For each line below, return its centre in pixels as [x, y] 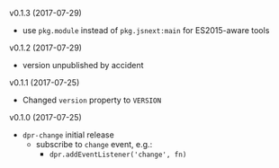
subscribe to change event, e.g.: [94, 144]
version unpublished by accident [83, 65]
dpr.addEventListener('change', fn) [118, 155]
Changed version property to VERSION [92, 100]
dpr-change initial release [68, 135]
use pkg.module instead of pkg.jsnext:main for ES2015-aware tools [146, 30]
